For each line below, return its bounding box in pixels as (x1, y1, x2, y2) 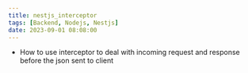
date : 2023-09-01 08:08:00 (8, 26, 97, 34)
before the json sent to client (19, 56, 114, 65)
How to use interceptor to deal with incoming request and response (19, 48, 240, 57)
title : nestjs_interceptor (8, 11, 97, 20)
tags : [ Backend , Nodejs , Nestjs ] (8, 19, 119, 27)
